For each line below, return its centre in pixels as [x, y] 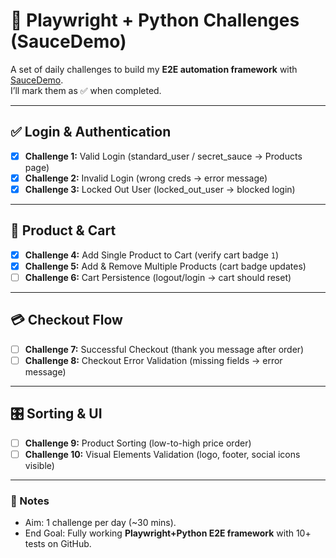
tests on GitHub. [58, 544]
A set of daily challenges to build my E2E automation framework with [154, 69]
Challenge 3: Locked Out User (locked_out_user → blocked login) [160, 189]
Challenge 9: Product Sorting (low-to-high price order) [138, 443]
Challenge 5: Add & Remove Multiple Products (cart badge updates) [165, 266]
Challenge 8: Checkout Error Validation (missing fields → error [153, 360]
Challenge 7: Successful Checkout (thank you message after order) [164, 349]
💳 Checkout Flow [66, 320]
